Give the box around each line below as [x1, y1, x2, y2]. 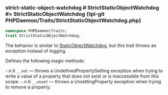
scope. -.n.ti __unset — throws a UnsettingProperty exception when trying [5, 79, 161, 85]
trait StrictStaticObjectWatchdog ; [5, 33, 81, 38]
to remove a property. [5, 84, 51, 90]
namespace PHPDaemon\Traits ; [5, 29, 67, 34]
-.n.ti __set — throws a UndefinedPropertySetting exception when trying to [5, 68, 163, 74]
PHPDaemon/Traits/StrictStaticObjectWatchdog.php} [5, 17, 141, 24]
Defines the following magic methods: [5, 58, 85, 64]
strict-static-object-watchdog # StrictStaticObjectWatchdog [5, 4, 159, 11]
